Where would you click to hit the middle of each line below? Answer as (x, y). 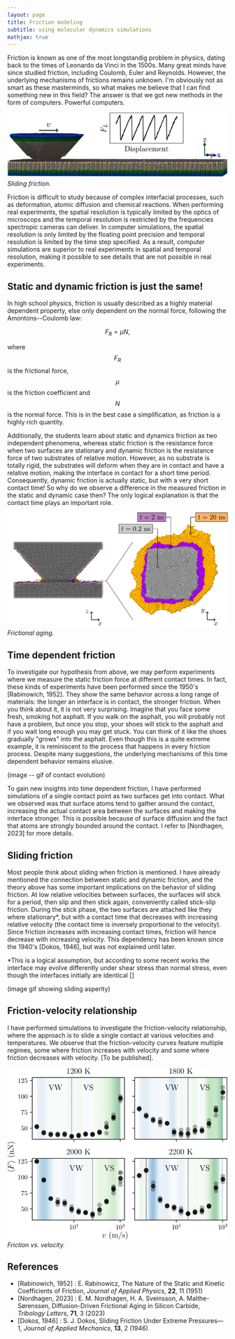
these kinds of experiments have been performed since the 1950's (103, 687)
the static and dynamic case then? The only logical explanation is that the (113, 495)
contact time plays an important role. (60, 502)
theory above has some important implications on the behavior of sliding (112, 887)
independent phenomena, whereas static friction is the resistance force (110, 443)
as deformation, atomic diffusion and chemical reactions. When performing (115, 205)
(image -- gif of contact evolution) (56, 775)
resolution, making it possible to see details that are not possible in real (109, 257)
